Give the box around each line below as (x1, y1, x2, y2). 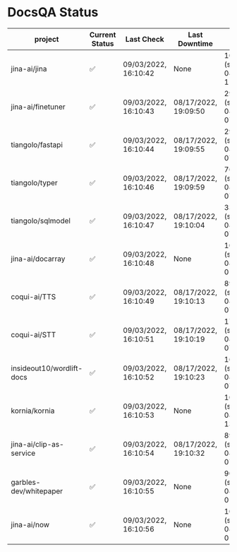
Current (89, 30, 116, 40)
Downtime (177, 38, 213, 48)
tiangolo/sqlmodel (11, 216, 71, 225)
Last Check (125, 34, 164, 44)
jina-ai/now (11, 519, 50, 529)
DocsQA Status (7, 4, 99, 20)
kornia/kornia (11, 406, 55, 416)
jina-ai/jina (11, 64, 47, 74)
